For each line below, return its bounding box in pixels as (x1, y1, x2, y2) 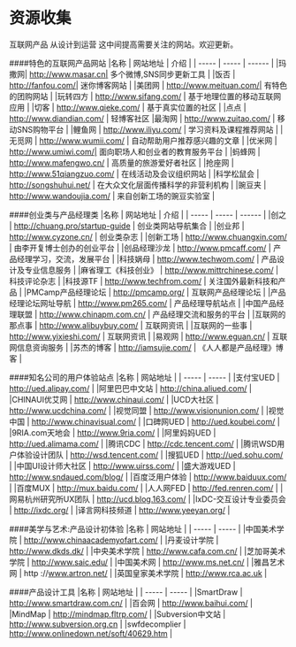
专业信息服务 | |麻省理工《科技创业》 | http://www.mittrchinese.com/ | (24, 265, 279, 275)
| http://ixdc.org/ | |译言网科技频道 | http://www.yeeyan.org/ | (9, 505, 231, 515)
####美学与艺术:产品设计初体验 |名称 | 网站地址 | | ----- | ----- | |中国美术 (9, 523, 277, 534)
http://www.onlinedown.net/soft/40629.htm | (9, 628, 173, 638)
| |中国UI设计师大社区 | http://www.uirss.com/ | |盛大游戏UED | (9, 460, 236, 471)
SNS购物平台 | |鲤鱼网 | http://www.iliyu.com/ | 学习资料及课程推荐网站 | (16, 124, 278, 135)
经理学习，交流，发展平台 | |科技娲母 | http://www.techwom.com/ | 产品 (16, 253, 277, 264)
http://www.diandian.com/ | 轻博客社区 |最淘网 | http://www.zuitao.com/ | (9, 112, 276, 124)
